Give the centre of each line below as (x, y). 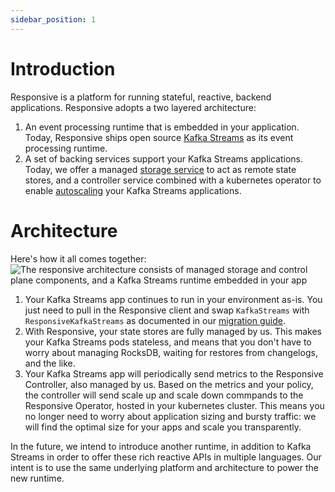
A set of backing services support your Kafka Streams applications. (164, 158)
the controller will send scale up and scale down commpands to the (164, 395)
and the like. (50, 363)
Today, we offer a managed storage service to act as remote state (160, 169)
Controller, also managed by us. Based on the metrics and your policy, (169, 384)
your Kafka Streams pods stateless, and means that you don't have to (168, 342)
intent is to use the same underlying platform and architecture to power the (164, 467)
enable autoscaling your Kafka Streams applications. (133, 190)
